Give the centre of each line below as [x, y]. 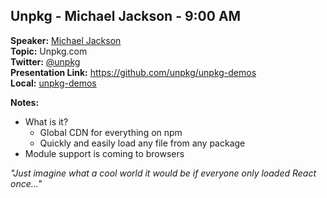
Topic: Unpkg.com [49, 51]
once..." [26, 183]
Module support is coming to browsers [104, 153]
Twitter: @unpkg [45, 61]
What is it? [46, 121]
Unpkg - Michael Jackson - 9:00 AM [126, 16]
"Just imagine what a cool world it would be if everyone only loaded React [163, 173]
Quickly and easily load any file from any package [142, 143]
